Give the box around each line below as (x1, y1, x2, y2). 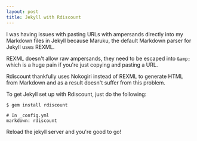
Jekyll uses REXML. (6, 43, 55, 51)
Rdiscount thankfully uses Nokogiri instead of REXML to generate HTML (6, 73, 183, 80)
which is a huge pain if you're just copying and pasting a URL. (6, 61, 158, 68)
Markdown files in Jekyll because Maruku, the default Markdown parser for (6, 37, 192, 44)
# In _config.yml (6, 112, 50, 118)
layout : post (6, 8, 39, 15)
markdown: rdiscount (6, 117, 58, 124)
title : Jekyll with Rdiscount (6, 14, 82, 20)
